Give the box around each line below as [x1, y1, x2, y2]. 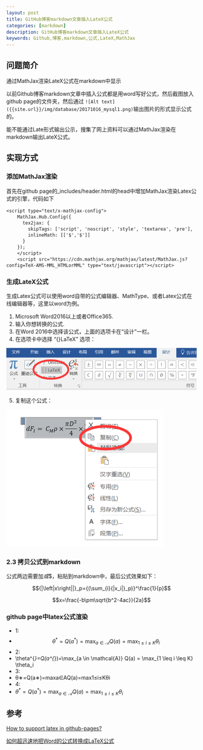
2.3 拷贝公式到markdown [6, 557, 81, 566]
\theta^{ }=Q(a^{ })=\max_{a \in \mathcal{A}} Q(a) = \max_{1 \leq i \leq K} [14, 655, 193, 662]
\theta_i [14, 661, 34, 669]
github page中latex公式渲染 [6, 612, 88, 621]
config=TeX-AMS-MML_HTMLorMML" [6, 262, 85, 268]
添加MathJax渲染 [6, 173, 57, 181]
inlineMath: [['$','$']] [28, 232, 91, 238]
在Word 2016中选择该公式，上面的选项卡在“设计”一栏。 [14, 328, 153, 335]
